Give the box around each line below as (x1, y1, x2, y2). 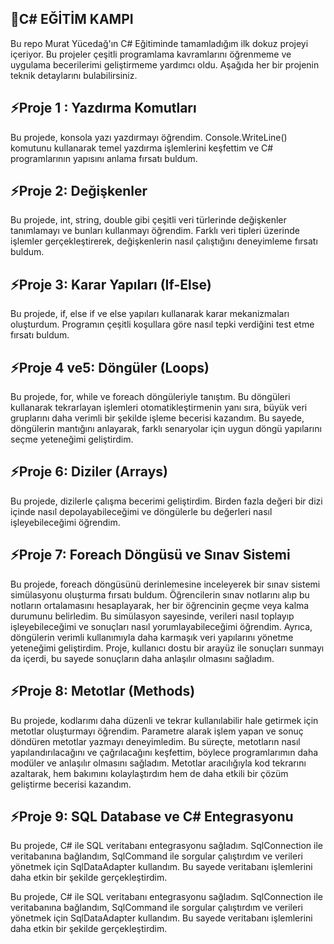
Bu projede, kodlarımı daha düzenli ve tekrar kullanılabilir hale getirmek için (10, 714, 319, 726)
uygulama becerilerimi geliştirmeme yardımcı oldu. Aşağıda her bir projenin (10, 58, 320, 71)
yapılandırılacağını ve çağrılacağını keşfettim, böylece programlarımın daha (10, 746, 319, 758)
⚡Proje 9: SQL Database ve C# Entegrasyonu (10, 808, 294, 825)
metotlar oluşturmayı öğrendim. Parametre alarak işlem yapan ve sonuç (10, 725, 304, 737)
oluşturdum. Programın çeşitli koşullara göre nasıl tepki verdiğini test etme (10, 318, 315, 331)
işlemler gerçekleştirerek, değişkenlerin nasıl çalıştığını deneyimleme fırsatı (10, 235, 318, 247)
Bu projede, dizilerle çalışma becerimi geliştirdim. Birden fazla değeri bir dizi (10, 495, 323, 507)
